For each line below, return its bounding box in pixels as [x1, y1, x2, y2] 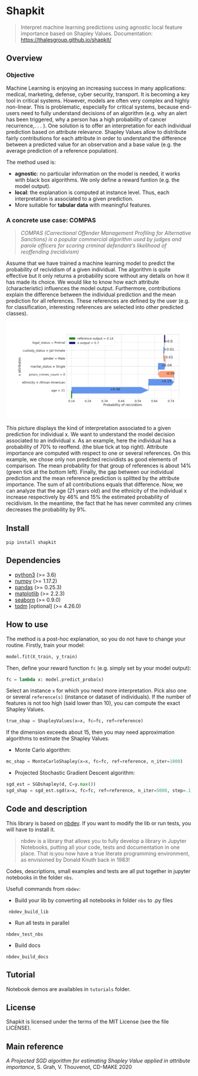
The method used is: [6, 158, 56, 166]
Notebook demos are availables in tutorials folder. [6, 985, 131, 992]
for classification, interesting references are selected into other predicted [6, 303, 184, 310]
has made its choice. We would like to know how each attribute [6, 278, 159, 286]
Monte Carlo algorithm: [14, 746, 71, 753]
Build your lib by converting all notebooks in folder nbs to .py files [14, 897, 173, 904]
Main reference [6, 1041, 64, 1051]
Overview [6, 53, 43, 63]
